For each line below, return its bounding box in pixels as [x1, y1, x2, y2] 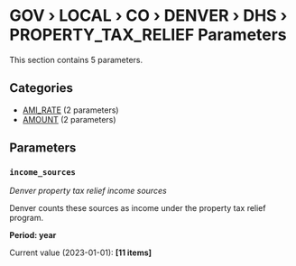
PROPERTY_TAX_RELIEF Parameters [9, 24, 287, 45]
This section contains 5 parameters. [9, 54, 143, 65]
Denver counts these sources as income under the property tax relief [9, 203, 266, 214]
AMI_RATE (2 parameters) [22, 105, 119, 115]
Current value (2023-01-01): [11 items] [9, 247, 152, 258]
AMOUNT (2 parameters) [22, 114, 116, 124]
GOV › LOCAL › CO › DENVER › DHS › [9, 5, 288, 26]
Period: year [9, 230, 57, 241]
